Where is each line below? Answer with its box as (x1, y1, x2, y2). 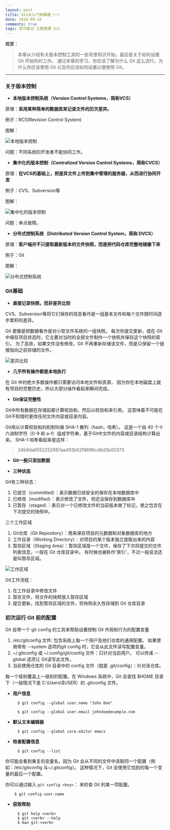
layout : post (5, 7, 33, 13)
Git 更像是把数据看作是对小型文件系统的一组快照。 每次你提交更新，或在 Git (5, 327, 163, 334)
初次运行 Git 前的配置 (5, 614, 57, 621)
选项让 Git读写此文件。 (27, 656, 74, 662)
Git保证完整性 (12, 396, 41, 402)
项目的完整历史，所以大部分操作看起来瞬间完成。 (9, 385, 112, 391)
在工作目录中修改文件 (12, 588, 57, 594)
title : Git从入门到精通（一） (5, 12, 62, 17)
